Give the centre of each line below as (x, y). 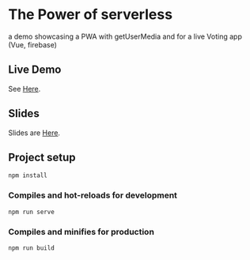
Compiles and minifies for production (81, 232)
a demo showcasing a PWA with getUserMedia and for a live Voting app (125, 36)
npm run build (32, 248)
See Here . (25, 89)
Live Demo (35, 70)
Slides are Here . (34, 133)
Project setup (42, 157)
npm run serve (32, 212)
